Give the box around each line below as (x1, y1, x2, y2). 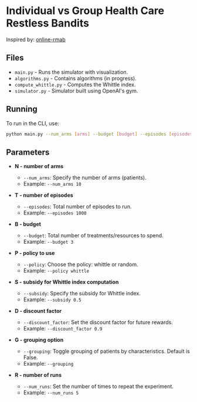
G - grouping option (14, 336, 64, 343)
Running (6, 104, 38, 114)
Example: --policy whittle (23, 267, 90, 274)
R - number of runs (14, 372, 62, 379)
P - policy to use (14, 250, 55, 257)
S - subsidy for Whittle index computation (14, 278, 119, 285)
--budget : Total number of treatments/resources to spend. (23, 232, 164, 239)
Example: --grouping (23, 360, 74, 367)
